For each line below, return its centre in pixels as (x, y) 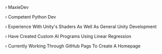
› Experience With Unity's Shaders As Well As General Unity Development (81, 26)
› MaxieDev (17, 7)
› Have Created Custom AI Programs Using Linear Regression (68, 36)
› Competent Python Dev (31, 17)
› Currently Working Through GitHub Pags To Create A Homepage (73, 46)
